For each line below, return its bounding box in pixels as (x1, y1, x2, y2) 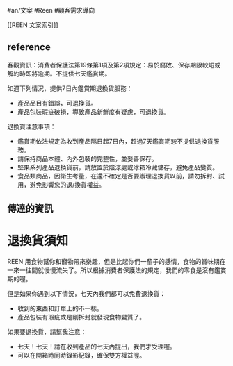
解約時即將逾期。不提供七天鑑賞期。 (7, 69, 111, 78)
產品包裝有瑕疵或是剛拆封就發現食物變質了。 (17, 313, 146, 322)
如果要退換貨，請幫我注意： (7, 328, 87, 336)
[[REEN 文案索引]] (7, 21, 58, 29)
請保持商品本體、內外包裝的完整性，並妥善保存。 (17, 154, 158, 163)
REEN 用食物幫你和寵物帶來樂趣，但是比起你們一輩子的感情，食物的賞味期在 (7, 258, 226, 266)
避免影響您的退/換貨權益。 (29, 180, 106, 189)
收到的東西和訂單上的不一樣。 (17, 304, 103, 313)
